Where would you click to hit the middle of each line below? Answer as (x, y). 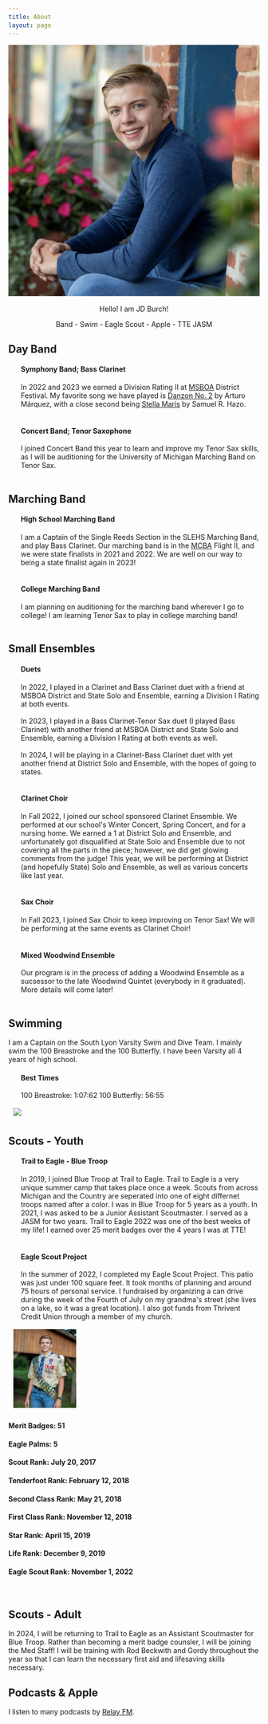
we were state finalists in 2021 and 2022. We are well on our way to (132, 553)
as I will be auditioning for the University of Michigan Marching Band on (138, 457)
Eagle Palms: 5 (33, 1444)
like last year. (42, 875)
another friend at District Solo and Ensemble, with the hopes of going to (139, 763)
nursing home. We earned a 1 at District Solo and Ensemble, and (126, 832)
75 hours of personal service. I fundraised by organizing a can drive (132, 1291)
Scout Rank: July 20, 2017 (52, 1462)
